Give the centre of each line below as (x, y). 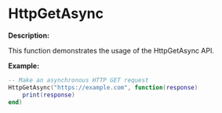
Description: (29, 35)
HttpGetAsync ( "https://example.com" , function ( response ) (103, 87)
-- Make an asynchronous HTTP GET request (78, 80)
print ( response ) (49, 95)
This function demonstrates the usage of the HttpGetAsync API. (111, 50)
